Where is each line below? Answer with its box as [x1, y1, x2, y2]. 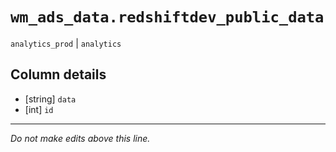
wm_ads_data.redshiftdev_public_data [10, 8, 325, 27]
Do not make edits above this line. [10, 132, 151, 144]
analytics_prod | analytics [10, 37, 122, 49]
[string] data [24, 93, 77, 105]
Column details [10, 66, 107, 83]
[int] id [24, 103, 54, 115]
